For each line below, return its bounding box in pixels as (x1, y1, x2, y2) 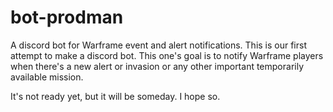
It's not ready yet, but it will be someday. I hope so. (10, 90, 221, 102)
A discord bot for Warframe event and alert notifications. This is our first (10, 39, 308, 51)
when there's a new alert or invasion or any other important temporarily (10, 60, 305, 72)
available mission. (10, 71, 84, 83)
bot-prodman (10, 6, 124, 29)
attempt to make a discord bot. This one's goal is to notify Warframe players (10, 49, 324, 61)
